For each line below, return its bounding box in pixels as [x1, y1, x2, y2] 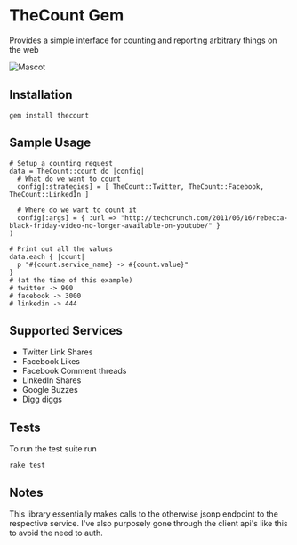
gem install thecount [9, 110, 90, 120]
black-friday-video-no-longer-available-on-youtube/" [9, 221, 213, 230]
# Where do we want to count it [17, 206, 138, 215]
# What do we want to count [17, 175, 122, 183]
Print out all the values [17, 244, 114, 254]
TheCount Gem [9, 5, 124, 26]
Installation [9, 87, 73, 102]
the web [9, 44, 39, 54]
